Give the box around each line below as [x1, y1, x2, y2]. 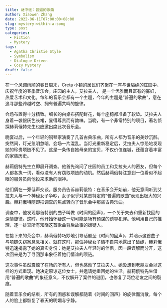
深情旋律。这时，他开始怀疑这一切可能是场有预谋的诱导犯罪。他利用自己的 [5, 216, 158, 222]
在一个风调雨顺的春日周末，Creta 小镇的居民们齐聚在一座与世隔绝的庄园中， [5, 82, 162, 88]
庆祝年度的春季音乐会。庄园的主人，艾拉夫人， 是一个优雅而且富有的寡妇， [5, 88, 159, 94]
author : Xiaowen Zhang [5, 12, 52, 17]
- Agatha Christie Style [9, 49, 61, 54]
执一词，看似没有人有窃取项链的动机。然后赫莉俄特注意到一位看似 [18, 170, 153, 175]
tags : [5, 44, 16, 49]
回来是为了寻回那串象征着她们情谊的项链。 [9, 251, 97, 257]
